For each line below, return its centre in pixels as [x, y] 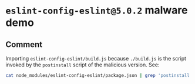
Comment [24, 44]
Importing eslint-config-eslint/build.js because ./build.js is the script [96, 58]
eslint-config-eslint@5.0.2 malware [97, 10]
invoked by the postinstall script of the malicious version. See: [83, 65]
